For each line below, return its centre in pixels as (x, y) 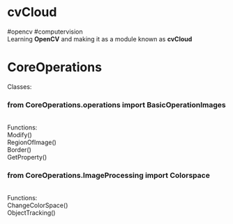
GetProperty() (27, 157)
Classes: (20, 86)
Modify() (20, 135)
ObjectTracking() (31, 213)
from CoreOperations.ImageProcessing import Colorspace (109, 176)
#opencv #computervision (45, 31)
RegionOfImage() (32, 142)
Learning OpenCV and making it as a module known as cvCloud (100, 38)
